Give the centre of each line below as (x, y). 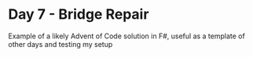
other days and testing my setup (60, 44)
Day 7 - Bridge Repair (79, 14)
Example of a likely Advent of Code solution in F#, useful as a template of (126, 36)
